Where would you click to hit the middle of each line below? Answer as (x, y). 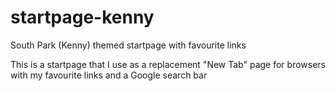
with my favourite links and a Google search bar (109, 75)
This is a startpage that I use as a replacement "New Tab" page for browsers (168, 64)
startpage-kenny (82, 17)
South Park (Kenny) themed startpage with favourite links (128, 45)
